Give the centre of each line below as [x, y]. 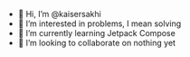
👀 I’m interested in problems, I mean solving [100, 24]
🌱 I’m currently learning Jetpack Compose [97, 33]
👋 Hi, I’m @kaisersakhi [59, 14]
